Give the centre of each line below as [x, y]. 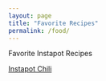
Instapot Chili [30, 69]
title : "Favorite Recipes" [53, 23]
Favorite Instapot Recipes [50, 54]
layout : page [30, 16]
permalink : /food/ [39, 30]
